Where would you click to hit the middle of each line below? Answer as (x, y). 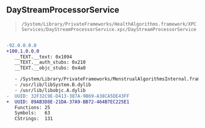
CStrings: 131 (34, 119)
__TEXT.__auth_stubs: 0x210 (50, 62)
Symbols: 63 (32, 113)
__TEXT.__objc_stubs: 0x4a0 (50, 68)
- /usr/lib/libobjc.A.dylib (50, 90)
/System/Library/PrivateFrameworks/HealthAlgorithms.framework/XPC (109, 24)
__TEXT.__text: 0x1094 (43, 57)
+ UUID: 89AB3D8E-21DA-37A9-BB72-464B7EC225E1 (68, 102)
